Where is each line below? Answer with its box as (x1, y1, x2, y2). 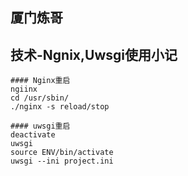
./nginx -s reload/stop (10, 102, 110, 112)
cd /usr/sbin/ (10, 93, 70, 103)
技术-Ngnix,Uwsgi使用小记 (10, 46, 178, 63)
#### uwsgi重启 (10, 121, 71, 132)
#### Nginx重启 (10, 76, 71, 86)
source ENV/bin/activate (10, 148, 114, 158)
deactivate (10, 130, 56, 140)
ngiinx (10, 84, 38, 95)
